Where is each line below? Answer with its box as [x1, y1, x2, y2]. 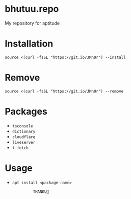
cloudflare [12, 134, 36, 140]
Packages [5, 106, 48, 117]
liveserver [12, 140, 36, 145]
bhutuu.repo [5, 3, 59, 15]
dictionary [12, 129, 36, 134]
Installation [5, 38, 54, 50]
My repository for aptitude [5, 20, 60, 26]
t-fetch [12, 145, 29, 150]
